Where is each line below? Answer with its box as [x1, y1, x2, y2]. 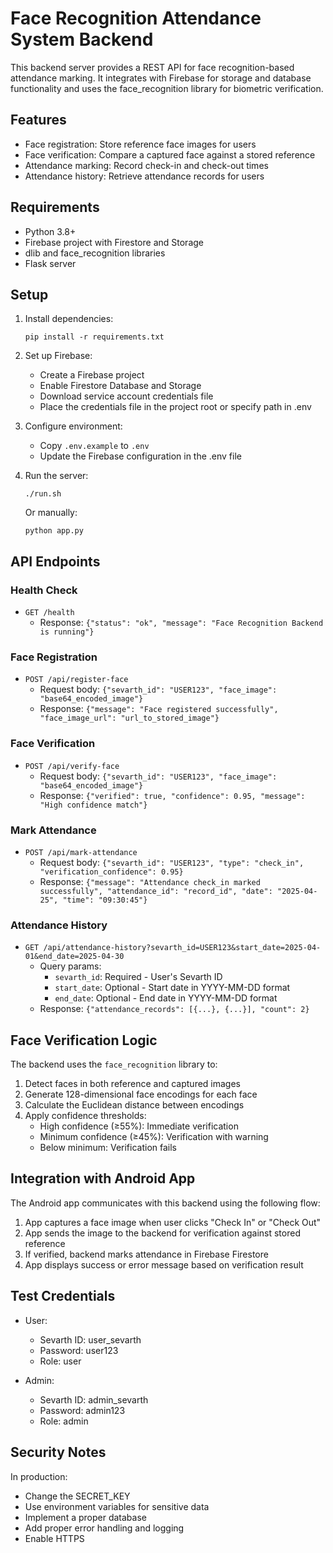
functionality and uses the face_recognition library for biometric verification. [10, 82, 324, 94]
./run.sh [24, 489, 62, 499]
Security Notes [10, 1444, 107, 1461]
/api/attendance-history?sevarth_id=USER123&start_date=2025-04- [43, 943, 322, 953]
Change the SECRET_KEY [24, 1490, 131, 1502]
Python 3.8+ [24, 225, 77, 237]
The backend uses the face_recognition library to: [10, 1058, 218, 1071]
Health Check [10, 583, 78, 597]
